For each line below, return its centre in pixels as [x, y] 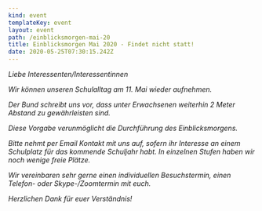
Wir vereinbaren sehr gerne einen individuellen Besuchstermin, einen [120, 175]
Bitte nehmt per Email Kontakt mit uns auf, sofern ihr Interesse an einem [124, 143]
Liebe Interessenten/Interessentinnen [68, 74]
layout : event [31, 30]
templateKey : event [40, 23]
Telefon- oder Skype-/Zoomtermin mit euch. [80, 184]
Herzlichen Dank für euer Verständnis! [70, 198]
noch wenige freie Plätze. [49, 160]
